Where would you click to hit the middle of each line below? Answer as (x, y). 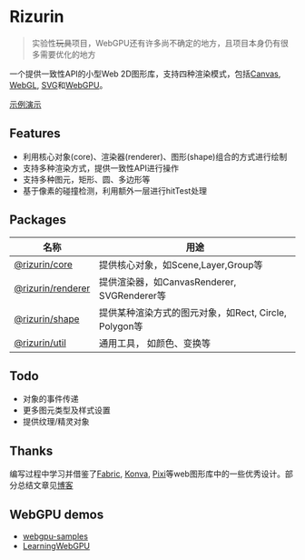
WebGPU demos (57, 514)
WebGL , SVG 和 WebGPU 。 (59, 85)
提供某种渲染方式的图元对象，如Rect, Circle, (193, 313)
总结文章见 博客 (45, 485)
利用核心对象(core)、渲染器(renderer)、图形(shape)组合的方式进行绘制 (155, 156)
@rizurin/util (40, 343)
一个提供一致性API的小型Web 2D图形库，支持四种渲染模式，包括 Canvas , (145, 74)
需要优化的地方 (68, 54)
